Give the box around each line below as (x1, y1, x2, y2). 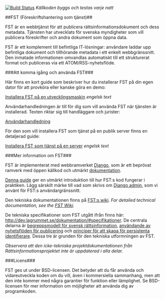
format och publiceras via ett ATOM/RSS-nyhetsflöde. (5, 60, 115, 65)
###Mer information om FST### (5, 153, 72, 158)
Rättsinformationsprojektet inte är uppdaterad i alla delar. (5, 248, 123, 254)
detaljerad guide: (5, 133, 40, 139)
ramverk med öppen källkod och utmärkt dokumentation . (5, 168, 122, 173)
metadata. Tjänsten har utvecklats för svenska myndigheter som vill (5, 29, 144, 35)
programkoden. (5, 288, 37, 294)
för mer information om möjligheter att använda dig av (23, 283, 134, 289)
